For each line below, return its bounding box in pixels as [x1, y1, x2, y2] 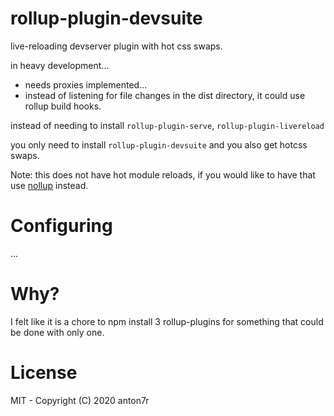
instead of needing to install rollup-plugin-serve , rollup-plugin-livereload [10, 119, 325, 131]
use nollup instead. [10, 179, 89, 191]
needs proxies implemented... [24, 78, 148, 91]
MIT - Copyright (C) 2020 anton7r [10, 394, 150, 406]
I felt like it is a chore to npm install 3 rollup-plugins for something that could [10, 315, 324, 327]
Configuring [10, 215, 113, 237]
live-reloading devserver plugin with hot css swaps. [10, 40, 223, 52]
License [10, 362, 78, 384]
